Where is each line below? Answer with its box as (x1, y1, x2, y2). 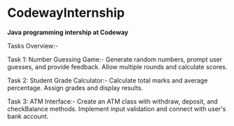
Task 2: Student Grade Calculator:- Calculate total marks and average (7, 76, 208, 85)
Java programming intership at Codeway (7, 28, 128, 36)
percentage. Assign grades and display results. (7, 83, 144, 92)
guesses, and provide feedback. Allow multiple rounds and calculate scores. (7, 62, 228, 71)
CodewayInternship (7, 5, 125, 21)
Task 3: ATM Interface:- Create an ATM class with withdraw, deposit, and (7, 97, 219, 106)
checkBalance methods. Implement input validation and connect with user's (7, 104, 226, 113)
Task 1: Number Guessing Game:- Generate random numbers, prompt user (7, 55, 223, 64)
